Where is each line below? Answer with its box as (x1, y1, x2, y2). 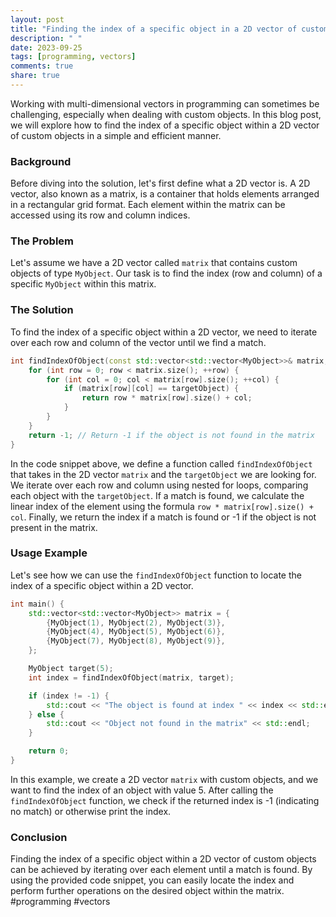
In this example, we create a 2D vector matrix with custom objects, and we (10, 773, 319, 785)
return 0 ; (28, 746, 70, 756)
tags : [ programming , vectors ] (10, 52, 137, 62)
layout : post (10, 14, 65, 25)
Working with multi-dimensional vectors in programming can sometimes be (10, 97, 320, 110)
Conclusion (10, 830, 68, 844)
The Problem (10, 234, 75, 248)
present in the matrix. (10, 521, 98, 533)
